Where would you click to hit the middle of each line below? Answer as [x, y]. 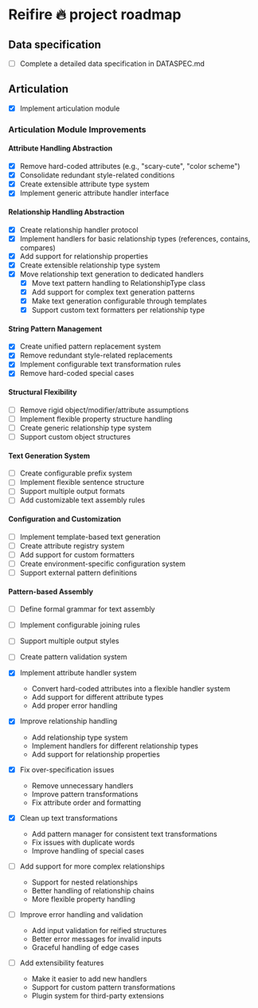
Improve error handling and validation [81, 914]
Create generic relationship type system [86, 428]
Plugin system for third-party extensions [98, 995]
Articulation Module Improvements [77, 129]
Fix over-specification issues [67, 769]
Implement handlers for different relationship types [115, 745]
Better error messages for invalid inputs [96, 939]
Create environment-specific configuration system [102, 564]
